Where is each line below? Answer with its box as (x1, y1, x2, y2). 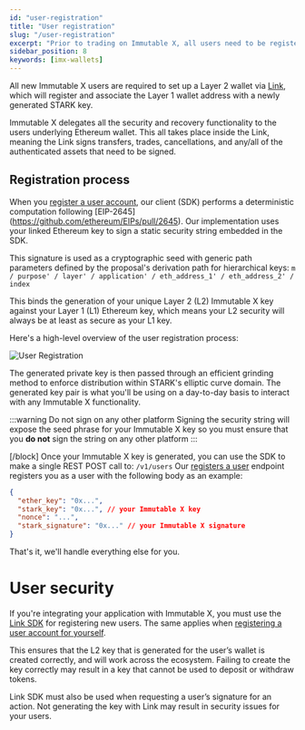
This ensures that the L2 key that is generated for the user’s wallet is (9, 645, 265, 656)
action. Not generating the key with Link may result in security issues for (9, 701, 280, 712)
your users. (9, 711, 52, 721)
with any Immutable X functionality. (9, 396, 142, 407)
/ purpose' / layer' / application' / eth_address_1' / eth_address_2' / (9, 271, 295, 281)
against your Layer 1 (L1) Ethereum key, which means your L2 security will (9, 305, 285, 316)
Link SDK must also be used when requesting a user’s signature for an (9, 691, 272, 702)
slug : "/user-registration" (9, 30, 116, 39)
